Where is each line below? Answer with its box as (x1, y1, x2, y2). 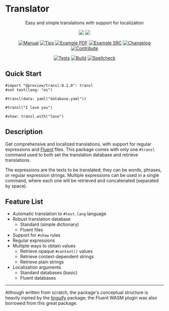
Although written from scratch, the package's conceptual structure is (5, 289, 148, 295)
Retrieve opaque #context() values (20, 248, 93, 255)
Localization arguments (12, 264, 61, 270)
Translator (5, 3, 49, 15)
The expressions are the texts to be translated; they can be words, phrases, (5, 167, 162, 173)
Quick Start (5, 70, 42, 78)
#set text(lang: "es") (5, 87, 53, 92)
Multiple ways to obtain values (12, 243, 76, 249)
